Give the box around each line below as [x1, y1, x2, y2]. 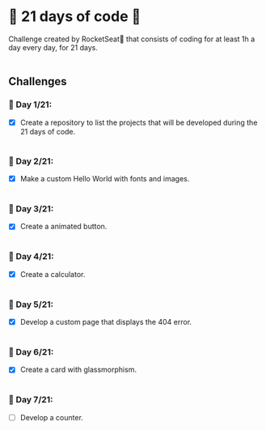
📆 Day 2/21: [8, 155, 54, 167]
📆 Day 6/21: [8, 347, 54, 358]
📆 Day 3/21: [8, 202, 54, 214]
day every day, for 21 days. [8, 42, 99, 52]
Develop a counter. [19, 412, 83, 422]
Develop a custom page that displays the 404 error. [19, 317, 192, 327]
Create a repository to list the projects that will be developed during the [19, 117, 258, 127]
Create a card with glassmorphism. [19, 364, 137, 375]
